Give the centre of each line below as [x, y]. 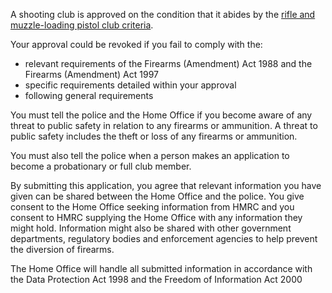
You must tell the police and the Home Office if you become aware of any [161, 115]
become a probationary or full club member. [101, 166]
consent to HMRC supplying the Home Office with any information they [156, 217]
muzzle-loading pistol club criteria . [82, 25]
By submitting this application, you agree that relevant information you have [166, 185]
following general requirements [89, 95]
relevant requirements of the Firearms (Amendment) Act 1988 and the [168, 63]
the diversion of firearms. [62, 249]
